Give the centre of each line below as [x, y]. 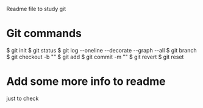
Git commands [44, 34]
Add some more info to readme [86, 81]
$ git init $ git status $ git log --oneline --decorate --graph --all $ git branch [101, 50]
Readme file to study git [36, 9]
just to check [23, 98]
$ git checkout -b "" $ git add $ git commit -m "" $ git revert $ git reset [95, 57]
